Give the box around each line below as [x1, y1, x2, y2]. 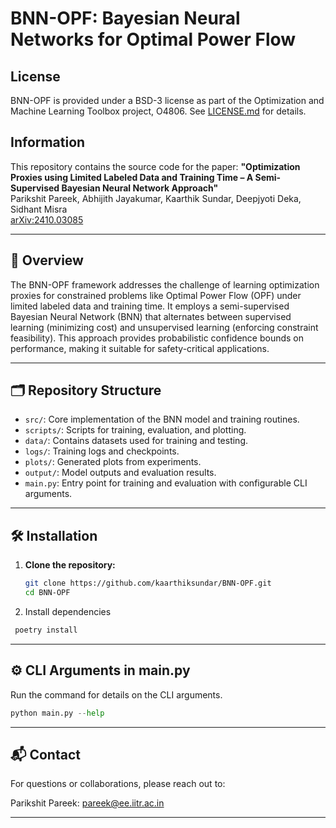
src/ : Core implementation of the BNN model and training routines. [24, 413, 300, 426]
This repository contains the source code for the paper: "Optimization [10, 160, 301, 172]
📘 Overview [10, 252, 84, 269]
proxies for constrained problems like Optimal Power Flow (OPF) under [10, 289, 302, 301]
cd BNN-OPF [24, 588, 71, 598]
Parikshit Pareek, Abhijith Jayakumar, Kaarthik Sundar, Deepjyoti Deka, [10, 192, 302, 204]
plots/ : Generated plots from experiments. [24, 456, 202, 468]
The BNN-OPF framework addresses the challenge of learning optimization [10, 278, 320, 291]
